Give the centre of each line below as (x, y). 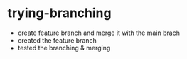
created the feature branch (57, 40)
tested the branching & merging (64, 48)
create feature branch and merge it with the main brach (98, 33)
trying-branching (59, 13)
